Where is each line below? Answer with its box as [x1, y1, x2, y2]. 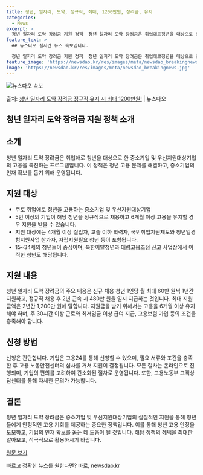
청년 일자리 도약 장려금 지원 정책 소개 [6, 114, 135, 124]
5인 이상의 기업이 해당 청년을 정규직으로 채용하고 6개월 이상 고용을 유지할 [14, 213, 188, 221]
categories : [6, 15, 36, 21]
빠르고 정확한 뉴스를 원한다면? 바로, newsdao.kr [6, 462, 120, 469]
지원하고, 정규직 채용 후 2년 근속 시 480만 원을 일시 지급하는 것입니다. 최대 [6, 295, 182, 302]
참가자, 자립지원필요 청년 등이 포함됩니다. [41, 236, 138, 243]
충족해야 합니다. [6, 318, 44, 325]
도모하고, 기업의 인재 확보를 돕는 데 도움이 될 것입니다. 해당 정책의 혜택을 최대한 [6, 428, 193, 436]
